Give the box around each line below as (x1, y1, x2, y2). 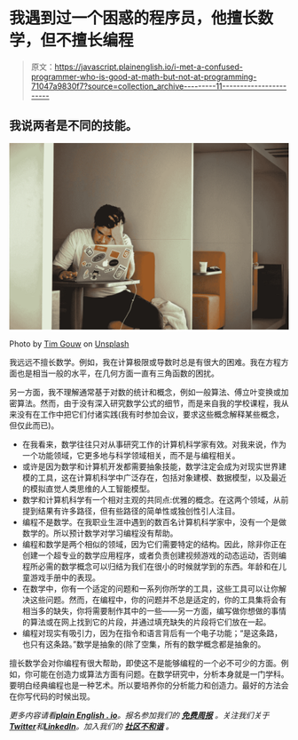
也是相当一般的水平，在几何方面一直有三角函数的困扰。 (16, 368, 219, 378)
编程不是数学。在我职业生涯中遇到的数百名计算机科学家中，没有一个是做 (21, 517, 286, 528)
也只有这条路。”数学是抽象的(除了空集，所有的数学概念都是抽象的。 (21, 639, 266, 649)
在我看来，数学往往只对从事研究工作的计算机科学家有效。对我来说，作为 (21, 439, 286, 450)
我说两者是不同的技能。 (9, 118, 137, 133)
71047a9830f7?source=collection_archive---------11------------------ (30, 81, 286, 92)
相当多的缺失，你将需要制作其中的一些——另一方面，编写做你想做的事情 (21, 606, 286, 617)
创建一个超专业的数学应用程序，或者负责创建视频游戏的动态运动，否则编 (21, 550, 286, 561)
